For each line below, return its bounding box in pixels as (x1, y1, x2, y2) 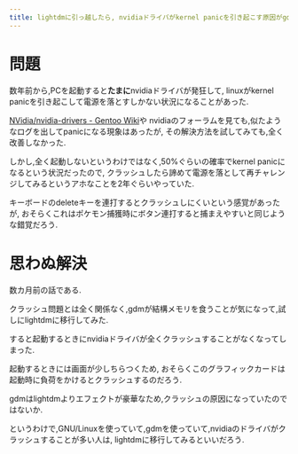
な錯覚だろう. (9, 219, 59, 230)
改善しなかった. (9, 137, 67, 147)
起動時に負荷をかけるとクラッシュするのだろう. (9, 374, 183, 385)
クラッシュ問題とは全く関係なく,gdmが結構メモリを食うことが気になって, (9, 303, 278, 314)
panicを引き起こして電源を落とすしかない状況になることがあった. (9, 96, 249, 106)
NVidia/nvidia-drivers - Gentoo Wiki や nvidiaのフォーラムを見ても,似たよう (9, 114, 282, 125)
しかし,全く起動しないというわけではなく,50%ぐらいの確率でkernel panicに (9, 156, 286, 167)
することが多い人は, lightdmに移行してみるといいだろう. (39, 434, 245, 444)
